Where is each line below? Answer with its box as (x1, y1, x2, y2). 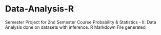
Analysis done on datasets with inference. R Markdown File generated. (5, 24, 147, 30)
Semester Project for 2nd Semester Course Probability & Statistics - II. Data (5, 19, 157, 25)
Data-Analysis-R (5, 3, 74, 14)
